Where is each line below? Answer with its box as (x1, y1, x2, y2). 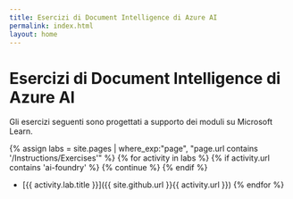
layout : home (9, 29, 58, 38)
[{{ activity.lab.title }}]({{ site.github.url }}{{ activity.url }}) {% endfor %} (21, 179, 285, 190)
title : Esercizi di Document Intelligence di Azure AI (9, 12, 218, 22)
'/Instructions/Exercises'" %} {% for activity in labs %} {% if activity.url (9, 153, 271, 163)
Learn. (9, 126, 33, 137)
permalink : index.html (9, 21, 94, 30)
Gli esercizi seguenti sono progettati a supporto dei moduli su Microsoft (9, 117, 272, 128)
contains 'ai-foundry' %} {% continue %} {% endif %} (9, 162, 208, 173)
